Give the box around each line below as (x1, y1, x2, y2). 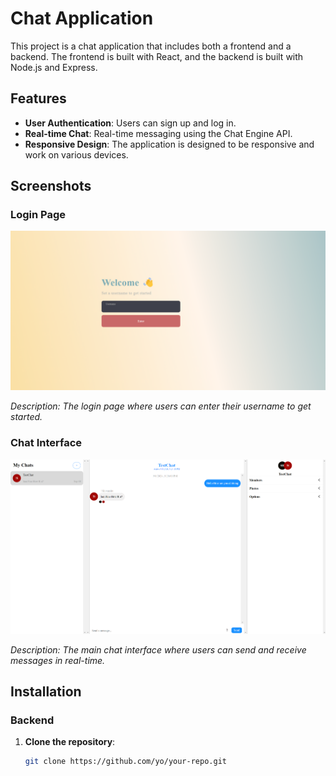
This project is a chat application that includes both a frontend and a (10, 40, 292, 52)
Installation (10, 683, 82, 700)
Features (10, 90, 67, 107)
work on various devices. (24, 148, 129, 161)
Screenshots (10, 178, 92, 195)
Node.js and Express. (10, 61, 98, 73)
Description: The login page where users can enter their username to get (10, 400, 312, 412)
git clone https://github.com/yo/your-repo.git (24, 757, 227, 767)
